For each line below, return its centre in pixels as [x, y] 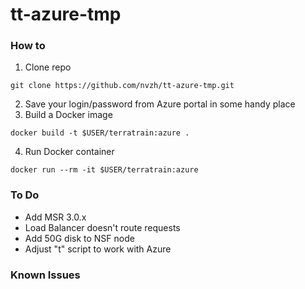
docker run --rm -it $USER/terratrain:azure [104, 170]
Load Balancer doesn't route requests [102, 227]
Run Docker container [69, 152]
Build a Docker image [68, 115]
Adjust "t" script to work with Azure [98, 249]
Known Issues [45, 275]
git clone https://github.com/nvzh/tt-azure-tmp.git [122, 86]
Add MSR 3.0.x [55, 217]
